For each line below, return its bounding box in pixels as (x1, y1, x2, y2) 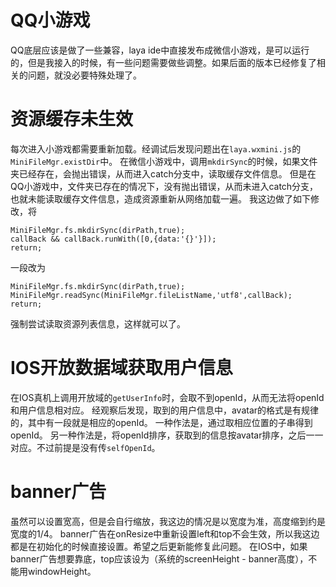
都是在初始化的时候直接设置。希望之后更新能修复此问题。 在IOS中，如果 (10, 540, 308, 552)
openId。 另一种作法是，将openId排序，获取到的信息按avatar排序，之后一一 (10, 429, 324, 441)
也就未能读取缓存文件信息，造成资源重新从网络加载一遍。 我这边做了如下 (10, 192, 311, 205)
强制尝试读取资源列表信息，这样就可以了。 (10, 317, 186, 330)
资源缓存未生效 (10, 108, 134, 131)
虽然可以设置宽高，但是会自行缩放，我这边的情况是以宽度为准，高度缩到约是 (10, 515, 326, 527)
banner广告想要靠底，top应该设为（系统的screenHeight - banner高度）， (10, 552, 309, 565)
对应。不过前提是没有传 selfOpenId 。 (10, 441, 161, 453)
